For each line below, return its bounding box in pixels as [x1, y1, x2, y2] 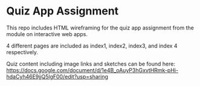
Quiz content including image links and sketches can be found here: [6, 60, 176, 67]
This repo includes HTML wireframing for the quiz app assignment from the [6, 24, 195, 31]
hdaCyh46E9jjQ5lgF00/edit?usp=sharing [6, 73, 109, 80]
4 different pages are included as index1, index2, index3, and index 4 [6, 42, 178, 49]
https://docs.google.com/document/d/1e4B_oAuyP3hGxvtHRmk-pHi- [6, 66, 179, 73]
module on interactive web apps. [6, 30, 88, 37]
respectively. [6, 48, 38, 55]
